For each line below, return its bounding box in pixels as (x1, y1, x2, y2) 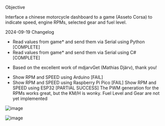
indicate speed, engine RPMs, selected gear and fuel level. (5, 20, 127, 25)
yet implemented (12, 95, 48, 101)
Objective (5, 5, 25, 10)
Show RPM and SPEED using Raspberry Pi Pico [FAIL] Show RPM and (12, 80, 157, 85)
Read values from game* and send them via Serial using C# (12, 50, 137, 55)
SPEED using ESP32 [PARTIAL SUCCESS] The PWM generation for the (12, 85, 159, 91)
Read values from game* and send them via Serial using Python (12, 39, 145, 45)
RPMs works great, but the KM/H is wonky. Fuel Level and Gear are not (12, 90, 160, 96)
